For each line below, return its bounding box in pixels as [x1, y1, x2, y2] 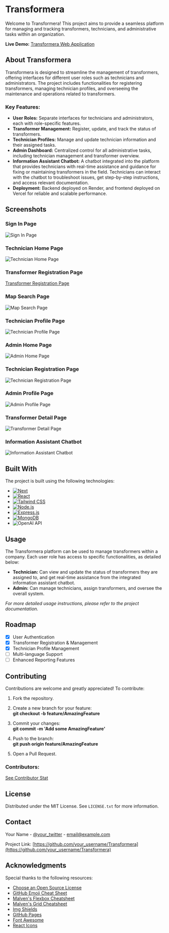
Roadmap [5, 620, 37, 629]
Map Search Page [5, 293, 50, 300]
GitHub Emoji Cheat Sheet [12, 890, 67, 896]
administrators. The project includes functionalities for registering [5, 80, 142, 86]
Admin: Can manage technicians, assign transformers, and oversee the [12, 585, 162, 591]
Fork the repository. [12, 695, 54, 701]
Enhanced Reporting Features [12, 657, 75, 663]
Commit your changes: [12, 720, 60, 726]
